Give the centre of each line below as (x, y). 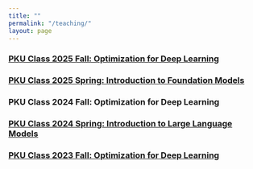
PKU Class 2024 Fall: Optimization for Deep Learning (114, 102)
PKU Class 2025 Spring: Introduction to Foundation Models (126, 80)
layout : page (30, 31)
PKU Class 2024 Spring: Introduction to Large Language (120, 124)
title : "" (25, 16)
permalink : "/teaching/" (50, 23)
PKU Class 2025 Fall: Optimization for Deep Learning (114, 59)
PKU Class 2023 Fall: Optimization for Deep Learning (114, 155)
